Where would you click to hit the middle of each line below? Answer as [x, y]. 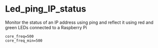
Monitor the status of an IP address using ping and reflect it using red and [79, 22]
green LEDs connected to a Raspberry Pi [46, 27]
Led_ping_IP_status [46, 9]
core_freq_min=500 [24, 40]
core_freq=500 [20, 36]
